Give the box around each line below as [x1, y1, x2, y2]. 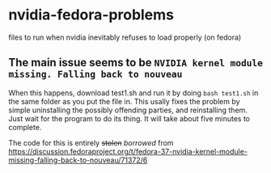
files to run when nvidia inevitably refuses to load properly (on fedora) [8, 32, 242, 42]
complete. [8, 122, 42, 132]
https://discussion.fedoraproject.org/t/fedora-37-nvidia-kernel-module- [8, 146, 248, 156]
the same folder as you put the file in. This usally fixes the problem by [8, 96, 240, 106]
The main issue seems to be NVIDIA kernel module [8, 56, 264, 70]
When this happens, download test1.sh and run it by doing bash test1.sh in [8, 87, 259, 98]
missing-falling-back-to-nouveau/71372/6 [8, 155, 148, 165]
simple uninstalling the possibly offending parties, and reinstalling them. [8, 105, 248, 115]
